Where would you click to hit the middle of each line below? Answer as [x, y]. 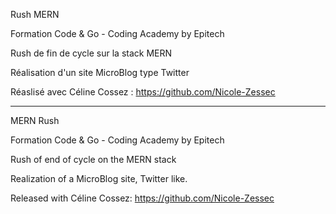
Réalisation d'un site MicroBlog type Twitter [100, 72]
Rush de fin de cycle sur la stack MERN [91, 53]
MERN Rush [35, 120]
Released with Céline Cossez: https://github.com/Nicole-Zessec [142, 198]
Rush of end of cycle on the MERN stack [93, 159]
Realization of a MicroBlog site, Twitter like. [99, 178]
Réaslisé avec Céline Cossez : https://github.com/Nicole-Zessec [143, 92]
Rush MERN [35, 14]
